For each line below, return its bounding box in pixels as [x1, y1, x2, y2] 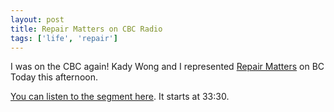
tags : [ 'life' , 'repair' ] [10, 33, 118, 43]
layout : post [10, 14, 65, 25]
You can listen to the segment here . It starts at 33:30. [10, 91, 230, 103]
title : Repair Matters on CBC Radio [10, 24, 163, 34]
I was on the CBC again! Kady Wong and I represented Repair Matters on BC [10, 61, 325, 73]
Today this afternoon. [10, 71, 98, 83]
